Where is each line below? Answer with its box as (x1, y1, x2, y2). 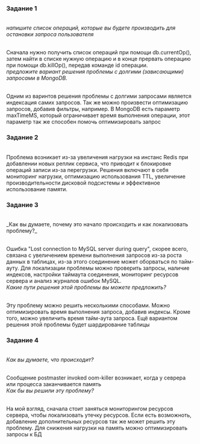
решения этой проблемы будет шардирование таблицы (6, 321, 150, 328)
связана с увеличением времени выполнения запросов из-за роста (6, 252, 182, 259)
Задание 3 (6, 200, 39, 209)
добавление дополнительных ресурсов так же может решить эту (6, 418, 176, 425)
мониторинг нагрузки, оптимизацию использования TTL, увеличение (6, 173, 186, 180)
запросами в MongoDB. (6, 74, 67, 82)
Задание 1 (6, 4, 37, 13)
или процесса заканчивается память (6, 381, 101, 388)
